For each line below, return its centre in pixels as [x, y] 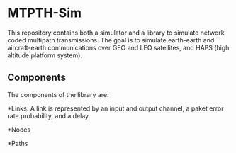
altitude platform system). [45, 55]
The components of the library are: [58, 94]
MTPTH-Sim [45, 13]
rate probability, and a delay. [49, 115]
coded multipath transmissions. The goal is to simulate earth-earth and [111, 40]
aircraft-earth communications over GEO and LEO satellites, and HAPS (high [118, 47]
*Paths [18, 143]
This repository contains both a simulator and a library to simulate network [116, 33]
